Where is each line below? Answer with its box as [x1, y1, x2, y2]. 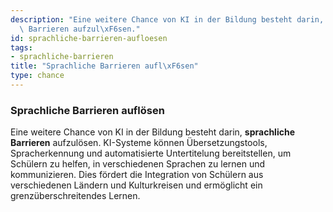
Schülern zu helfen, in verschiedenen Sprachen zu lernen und [10, 158, 266, 170]
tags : [10, 42, 33, 53]
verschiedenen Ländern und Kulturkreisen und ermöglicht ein [10, 179, 263, 191]
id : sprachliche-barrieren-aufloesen [10, 33, 168, 43]
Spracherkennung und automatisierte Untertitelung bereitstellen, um [10, 147, 292, 160]
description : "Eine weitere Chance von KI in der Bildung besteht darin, [10, 14, 325, 25]
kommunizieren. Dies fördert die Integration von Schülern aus [10, 169, 264, 181]
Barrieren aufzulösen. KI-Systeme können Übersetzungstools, [10, 137, 268, 149]
